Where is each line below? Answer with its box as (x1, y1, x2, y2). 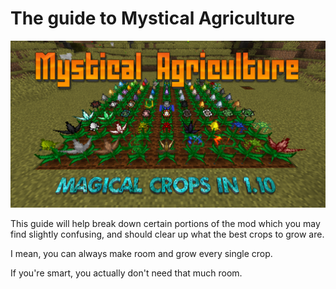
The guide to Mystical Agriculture (10, 7, 295, 30)
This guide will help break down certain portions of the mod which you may (10, 217, 321, 229)
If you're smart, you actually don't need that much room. (10, 267, 243, 279)
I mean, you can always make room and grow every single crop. (10, 247, 273, 259)
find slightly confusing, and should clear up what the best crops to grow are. (10, 228, 325, 240)
